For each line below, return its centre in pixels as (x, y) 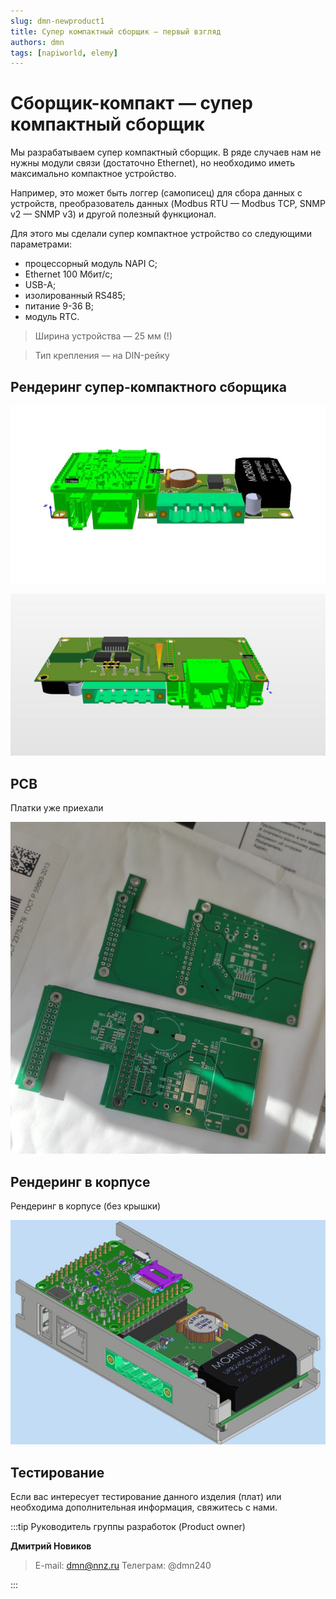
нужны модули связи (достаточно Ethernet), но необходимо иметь (153, 163)
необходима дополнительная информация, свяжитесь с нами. (144, 1507)
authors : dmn (37, 42)
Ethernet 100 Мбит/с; (68, 274)
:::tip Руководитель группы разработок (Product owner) (128, 1527)
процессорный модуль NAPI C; (91, 264)
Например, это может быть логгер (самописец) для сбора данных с (156, 193)
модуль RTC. (52, 317)
